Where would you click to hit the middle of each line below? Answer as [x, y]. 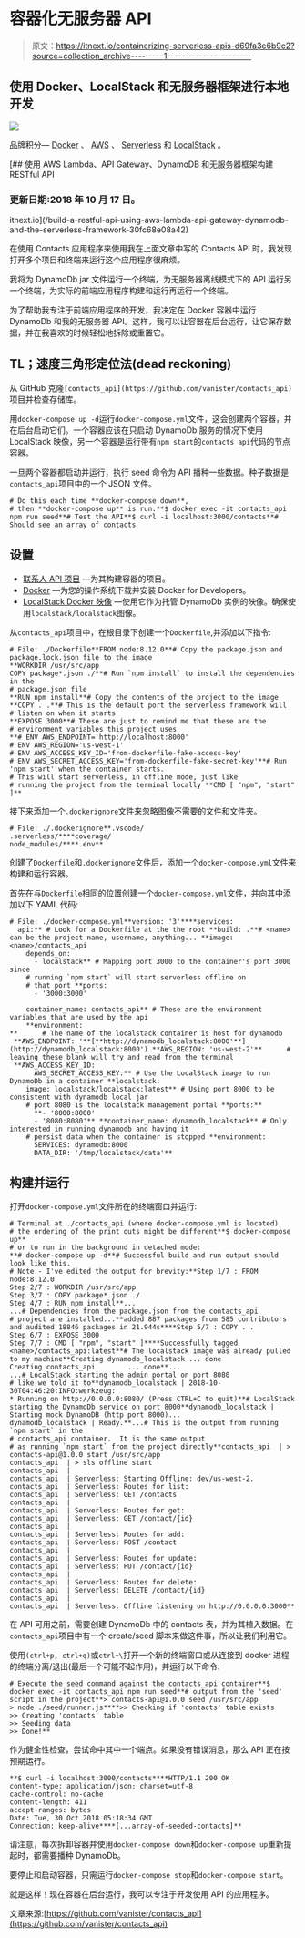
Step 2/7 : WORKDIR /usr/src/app [73, 1287]
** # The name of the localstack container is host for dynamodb [146, 1033]
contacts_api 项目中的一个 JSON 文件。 [83, 483]
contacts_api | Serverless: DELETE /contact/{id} [107, 1591]
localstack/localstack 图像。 [86, 612]
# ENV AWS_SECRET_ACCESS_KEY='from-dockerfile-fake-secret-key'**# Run [148, 761]
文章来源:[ [28, 1913]
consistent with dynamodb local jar [79, 1097]
